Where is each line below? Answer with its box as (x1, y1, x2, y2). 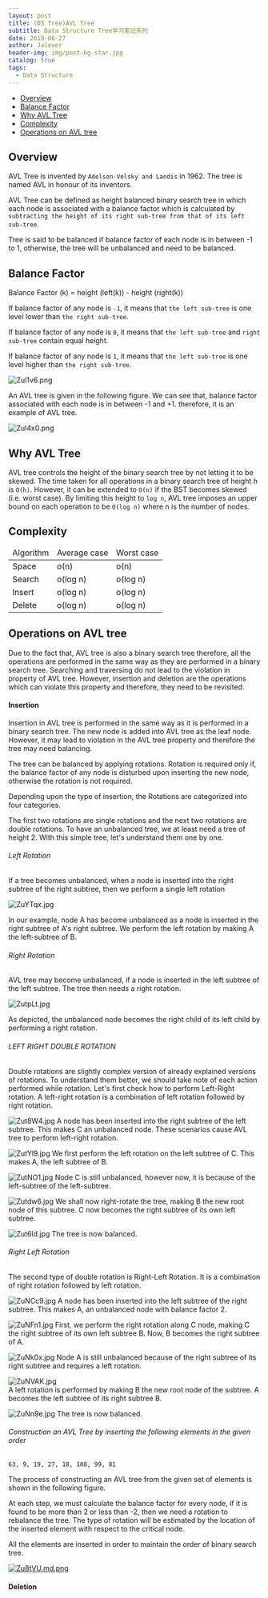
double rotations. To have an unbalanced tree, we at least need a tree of (8, 824, 246, 833)
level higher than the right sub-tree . (8, 360, 132, 370)
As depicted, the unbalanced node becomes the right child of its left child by (8, 1015, 261, 1025)
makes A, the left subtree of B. (8, 1157, 109, 1166)
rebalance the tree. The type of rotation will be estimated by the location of (8, 1515, 256, 1524)
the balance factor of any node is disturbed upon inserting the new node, (8, 767, 250, 777)
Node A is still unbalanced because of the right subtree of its (56, 1352, 257, 1362)
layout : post (8, 11, 52, 20)
